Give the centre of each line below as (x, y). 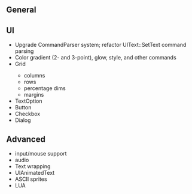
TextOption (28, 101)
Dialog (23, 120)
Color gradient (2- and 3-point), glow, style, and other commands (95, 58)
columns (34, 76)
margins (34, 95)
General (22, 10)
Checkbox (28, 114)
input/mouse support (41, 154)
